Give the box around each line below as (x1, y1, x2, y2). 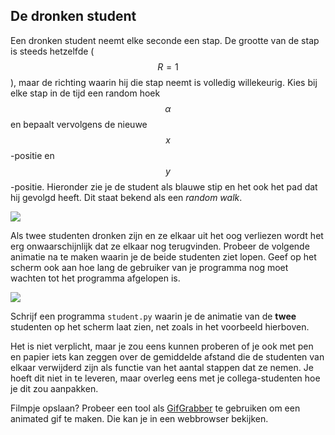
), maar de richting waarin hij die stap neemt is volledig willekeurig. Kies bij (10, 76, 318, 88)
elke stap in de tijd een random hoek (10, 87, 161, 99)
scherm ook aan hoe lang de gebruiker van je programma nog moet (10, 261, 289, 273)
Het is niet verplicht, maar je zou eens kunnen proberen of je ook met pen (10, 340, 314, 352)
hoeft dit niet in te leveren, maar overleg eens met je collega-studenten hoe (10, 372, 321, 384)
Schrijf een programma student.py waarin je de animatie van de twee (10, 310, 297, 322)
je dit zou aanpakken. (10, 382, 99, 394)
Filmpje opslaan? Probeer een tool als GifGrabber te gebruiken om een (10, 402, 301, 414)
